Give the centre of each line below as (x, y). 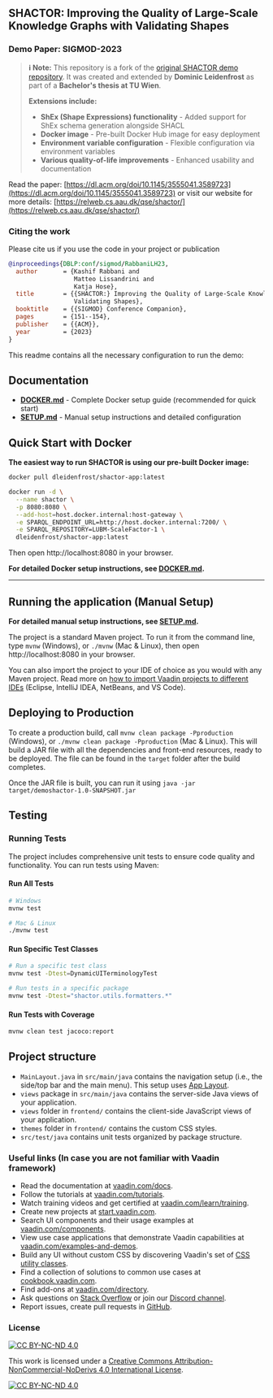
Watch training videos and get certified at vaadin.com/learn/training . (134, 1203)
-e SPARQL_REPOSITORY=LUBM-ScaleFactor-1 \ (90, 530)
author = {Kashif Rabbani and (78, 271)
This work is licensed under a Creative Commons (91, 1361)
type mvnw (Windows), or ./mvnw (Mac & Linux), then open (104, 646)
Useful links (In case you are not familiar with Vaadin (114, 1157)
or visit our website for (215, 193)
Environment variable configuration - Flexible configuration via (147, 142)
